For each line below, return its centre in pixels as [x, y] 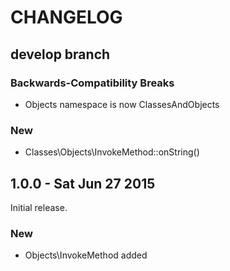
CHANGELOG [66, 17]
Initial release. [39, 207]
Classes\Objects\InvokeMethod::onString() [112, 152]
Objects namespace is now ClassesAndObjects [122, 104]
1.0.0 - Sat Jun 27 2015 [83, 183]
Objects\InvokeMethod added [86, 255]
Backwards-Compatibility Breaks [92, 83]
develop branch [60, 54]
